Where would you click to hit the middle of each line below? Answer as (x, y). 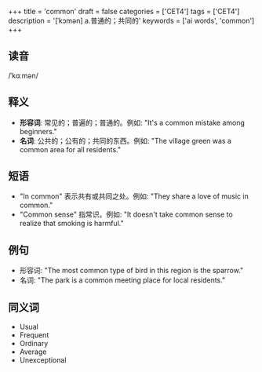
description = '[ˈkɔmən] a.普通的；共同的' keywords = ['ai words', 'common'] (131, 20)
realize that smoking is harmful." (71, 224)
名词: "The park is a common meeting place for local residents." (122, 280)
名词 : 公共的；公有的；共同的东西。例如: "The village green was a (125, 140)
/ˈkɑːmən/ (24, 75)
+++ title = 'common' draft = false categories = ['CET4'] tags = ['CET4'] (124, 11)
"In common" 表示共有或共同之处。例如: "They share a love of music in (134, 196)
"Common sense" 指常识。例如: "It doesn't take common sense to (126, 214)
